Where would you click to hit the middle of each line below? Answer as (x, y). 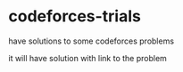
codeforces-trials (75, 16)
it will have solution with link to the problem (87, 58)
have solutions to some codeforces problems (91, 41)
